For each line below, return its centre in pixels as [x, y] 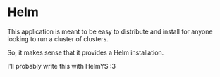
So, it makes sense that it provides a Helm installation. [86, 52]
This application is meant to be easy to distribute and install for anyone [110, 31]
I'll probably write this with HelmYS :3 [62, 66]
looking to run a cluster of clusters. [58, 38]
